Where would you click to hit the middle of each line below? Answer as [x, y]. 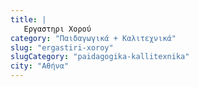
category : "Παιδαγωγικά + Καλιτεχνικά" [93, 38]
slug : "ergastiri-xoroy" [62, 47]
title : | [28, 19]
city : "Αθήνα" [40, 66]
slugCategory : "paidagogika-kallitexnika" [100, 57]
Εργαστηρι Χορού [57, 29]
